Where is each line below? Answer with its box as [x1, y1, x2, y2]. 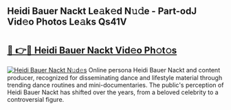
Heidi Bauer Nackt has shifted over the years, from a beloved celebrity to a [7, 88, 219, 96]
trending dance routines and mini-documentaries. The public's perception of [7, 81, 224, 89]
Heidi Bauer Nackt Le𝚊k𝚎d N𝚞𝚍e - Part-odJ [7, 5, 197, 17]
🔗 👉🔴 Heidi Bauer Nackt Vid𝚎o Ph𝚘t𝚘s [7, 44, 177, 56]
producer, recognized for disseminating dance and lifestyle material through [7, 74, 223, 81]
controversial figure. [7, 96, 65, 103]
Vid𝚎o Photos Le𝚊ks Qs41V [7, 16, 127, 28]
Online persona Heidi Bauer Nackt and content [88, 66, 221, 74]
